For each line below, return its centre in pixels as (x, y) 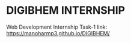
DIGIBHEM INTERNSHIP (66, 10)
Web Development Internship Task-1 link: (57, 27)
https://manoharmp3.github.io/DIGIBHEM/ (58, 33)
